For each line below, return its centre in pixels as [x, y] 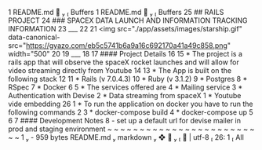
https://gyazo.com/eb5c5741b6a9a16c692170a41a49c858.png [127, 46]
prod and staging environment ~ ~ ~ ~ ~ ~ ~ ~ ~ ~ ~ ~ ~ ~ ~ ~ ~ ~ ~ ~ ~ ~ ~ [131, 129]
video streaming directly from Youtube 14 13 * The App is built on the [120, 70]
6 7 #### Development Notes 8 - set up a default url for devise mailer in [125, 121]
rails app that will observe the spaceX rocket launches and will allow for [124, 62]
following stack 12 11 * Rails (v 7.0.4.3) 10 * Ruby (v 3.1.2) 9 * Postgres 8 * [128, 79]
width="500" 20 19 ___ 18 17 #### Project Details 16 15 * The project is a [126, 54]
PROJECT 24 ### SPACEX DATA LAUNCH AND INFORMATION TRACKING [128, 20]
